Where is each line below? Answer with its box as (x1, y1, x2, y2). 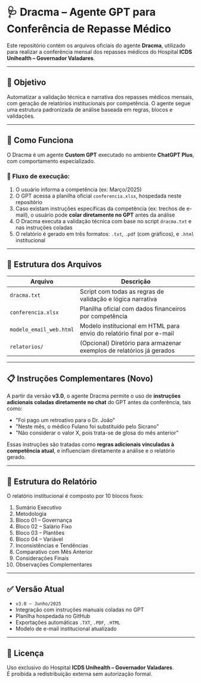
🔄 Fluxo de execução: (7, 172, 70, 180)
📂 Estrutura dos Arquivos (7, 260, 102, 270)
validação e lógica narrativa (79, 294, 157, 303)
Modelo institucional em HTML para (79, 321, 180, 330)
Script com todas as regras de (79, 287, 165, 296)
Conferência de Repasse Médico (7, 22, 172, 36)
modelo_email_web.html (10, 326, 74, 333)
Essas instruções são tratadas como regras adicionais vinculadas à (7, 441, 175, 448)
